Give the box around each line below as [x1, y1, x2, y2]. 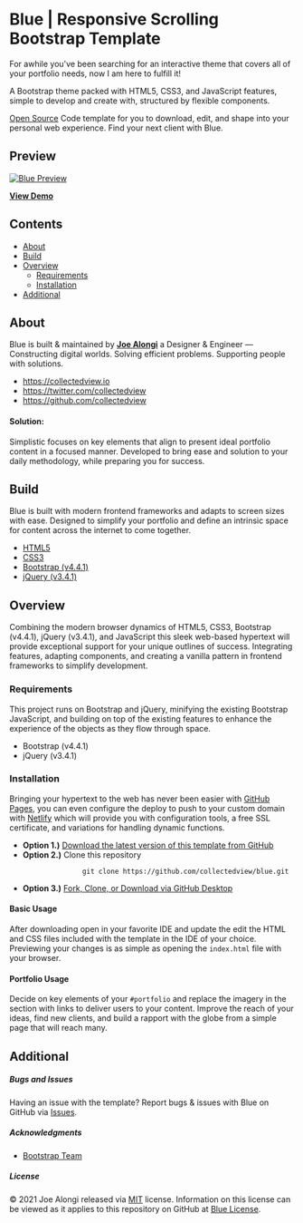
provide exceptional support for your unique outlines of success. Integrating [9, 641, 293, 652]
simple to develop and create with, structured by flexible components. [9, 95, 270, 106]
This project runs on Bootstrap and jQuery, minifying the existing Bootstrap [9, 704, 289, 714]
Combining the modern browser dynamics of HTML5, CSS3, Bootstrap [9, 622, 271, 633]
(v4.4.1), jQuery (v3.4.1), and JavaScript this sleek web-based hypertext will [9, 631, 290, 643]
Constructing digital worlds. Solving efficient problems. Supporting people [9, 349, 287, 360]
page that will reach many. [9, 1023, 108, 1034]
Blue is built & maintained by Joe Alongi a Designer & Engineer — [9, 339, 253, 350]
